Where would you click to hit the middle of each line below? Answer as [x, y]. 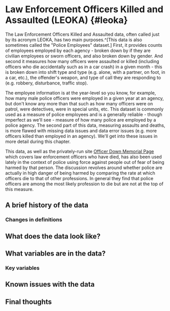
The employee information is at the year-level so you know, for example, [81, 93]
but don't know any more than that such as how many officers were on [79, 103]
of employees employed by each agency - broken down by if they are [78, 50]
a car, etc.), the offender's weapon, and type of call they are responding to [83, 77]
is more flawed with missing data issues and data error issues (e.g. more [81, 130]
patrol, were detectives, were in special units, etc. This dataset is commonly [84, 109]
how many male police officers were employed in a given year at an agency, [84, 98]
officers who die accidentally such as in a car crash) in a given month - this [84, 67]
